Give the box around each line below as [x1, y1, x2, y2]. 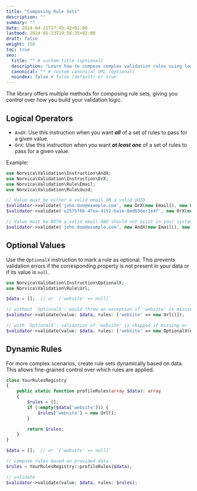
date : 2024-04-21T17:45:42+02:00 [6, 25, 88, 31]
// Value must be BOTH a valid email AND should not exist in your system [6, 219, 193, 225]
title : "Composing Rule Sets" [6, 8, 80, 15]
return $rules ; [27, 426, 64, 432]
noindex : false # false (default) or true [11, 74, 117, 80]
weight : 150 [6, 42, 35, 48]
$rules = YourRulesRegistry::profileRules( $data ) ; [6, 463, 133, 469]
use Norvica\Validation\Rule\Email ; [6, 181, 96, 187]
